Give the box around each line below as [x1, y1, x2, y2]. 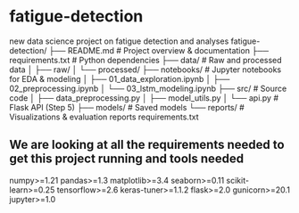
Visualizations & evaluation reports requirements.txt [9, 111, 199, 122]
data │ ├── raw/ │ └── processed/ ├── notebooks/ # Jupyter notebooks [9, 64, 282, 75]
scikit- [226, 175, 250, 185]
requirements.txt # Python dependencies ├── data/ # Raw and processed [9, 54, 283, 65]
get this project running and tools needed [9, 152, 245, 167]
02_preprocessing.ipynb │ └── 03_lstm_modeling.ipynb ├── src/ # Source [9, 83, 287, 94]
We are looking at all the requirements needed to [9, 137, 285, 152]
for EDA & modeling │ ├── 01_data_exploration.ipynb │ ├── [9, 73, 230, 84]
